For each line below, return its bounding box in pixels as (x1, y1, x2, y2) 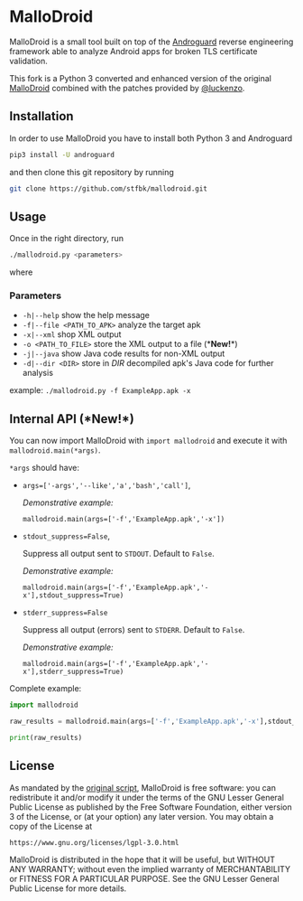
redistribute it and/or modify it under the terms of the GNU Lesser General (9, 792, 284, 802)
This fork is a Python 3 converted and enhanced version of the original (9, 72, 272, 83)
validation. (9, 55, 48, 66)
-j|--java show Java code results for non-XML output (22, 348, 225, 359)
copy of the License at (9, 821, 93, 831)
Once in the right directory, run (9, 233, 124, 244)
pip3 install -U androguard (9, 150, 115, 159)
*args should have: (9, 463, 79, 474)
